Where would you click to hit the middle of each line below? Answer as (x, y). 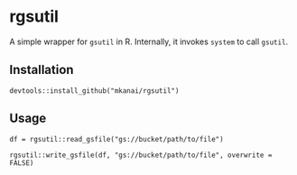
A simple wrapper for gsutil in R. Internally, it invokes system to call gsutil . (149, 41)
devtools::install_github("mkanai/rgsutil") (94, 91)
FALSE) (22, 163)
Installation (42, 70)
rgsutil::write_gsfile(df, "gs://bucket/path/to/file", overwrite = (141, 155)
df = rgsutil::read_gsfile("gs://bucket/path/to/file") (116, 139)
